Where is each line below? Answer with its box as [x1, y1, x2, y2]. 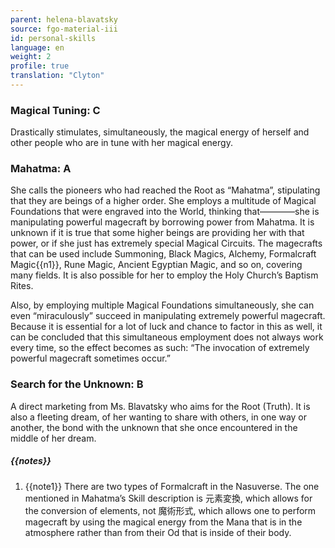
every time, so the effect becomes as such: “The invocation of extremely [10, 342, 310, 354]
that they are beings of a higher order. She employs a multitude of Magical [10, 195, 317, 207]
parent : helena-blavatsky [10, 14, 118, 25]
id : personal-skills [10, 33, 97, 43]
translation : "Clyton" [10, 71, 105, 81]
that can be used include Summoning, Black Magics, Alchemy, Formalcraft [10, 248, 317, 260]
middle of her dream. [10, 432, 97, 444]
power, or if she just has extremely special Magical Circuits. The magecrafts [10, 237, 323, 250]
